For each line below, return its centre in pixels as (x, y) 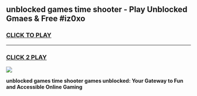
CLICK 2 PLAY (26, 57)
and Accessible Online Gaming (44, 87)
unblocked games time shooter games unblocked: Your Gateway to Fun (95, 80)
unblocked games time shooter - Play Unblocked (97, 10)
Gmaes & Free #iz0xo (46, 19)
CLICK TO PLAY (29, 35)
